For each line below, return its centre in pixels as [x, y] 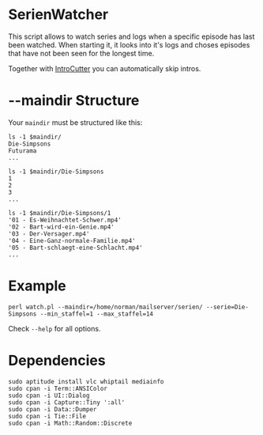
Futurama [23, 151]
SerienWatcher [58, 15]
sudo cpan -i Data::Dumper [53, 409]
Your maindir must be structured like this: [75, 122]
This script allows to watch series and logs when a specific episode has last [131, 36]
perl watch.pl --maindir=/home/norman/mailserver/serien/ [105, 307]
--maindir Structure [74, 101]
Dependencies [57, 361]
